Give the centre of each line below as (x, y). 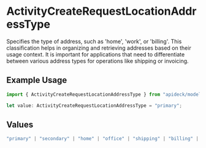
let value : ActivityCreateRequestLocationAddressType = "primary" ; (94, 106)
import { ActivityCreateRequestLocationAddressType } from (83, 94)
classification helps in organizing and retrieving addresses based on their (99, 48)
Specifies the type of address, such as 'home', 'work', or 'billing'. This (94, 41)
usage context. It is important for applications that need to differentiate (96, 54)
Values (20, 124)
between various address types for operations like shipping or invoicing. (97, 61)
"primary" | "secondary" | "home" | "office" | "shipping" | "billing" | (103, 139)
